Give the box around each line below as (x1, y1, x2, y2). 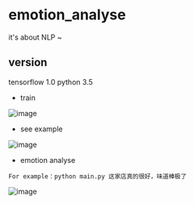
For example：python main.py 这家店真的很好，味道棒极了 (8, 172, 188, 181)
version (8, 56, 48, 69)
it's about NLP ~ (8, 32, 62, 42)
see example (19, 123, 63, 134)
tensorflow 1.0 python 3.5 (8, 77, 93, 86)
